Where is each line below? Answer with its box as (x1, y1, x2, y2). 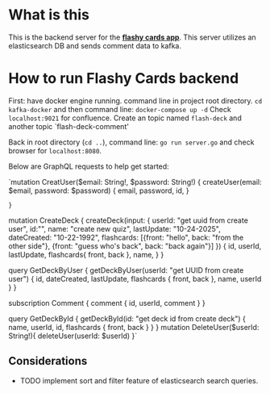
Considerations (8, 354, 88, 368)
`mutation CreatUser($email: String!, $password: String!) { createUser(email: (8, 177, 262, 186)
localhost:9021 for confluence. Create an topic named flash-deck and (8, 113, 242, 123)
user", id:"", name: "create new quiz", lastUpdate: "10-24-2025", (8, 224, 221, 233)
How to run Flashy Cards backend (8, 69, 239, 88)
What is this (8, 6, 90, 24)
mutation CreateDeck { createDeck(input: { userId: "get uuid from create (8, 215, 248, 225)
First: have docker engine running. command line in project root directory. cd (8, 95, 263, 106)
